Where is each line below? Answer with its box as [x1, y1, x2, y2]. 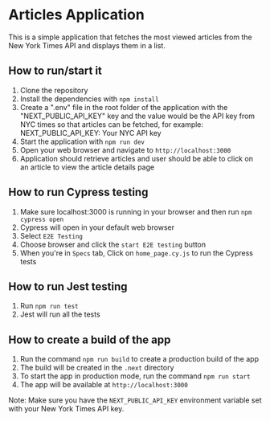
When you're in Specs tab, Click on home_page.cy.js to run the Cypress [19, 247, 253, 258]
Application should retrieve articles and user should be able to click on [19, 153, 253, 163]
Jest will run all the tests [19, 309, 100, 319]
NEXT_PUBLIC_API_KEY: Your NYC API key [19, 128, 162, 137]
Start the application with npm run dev [19, 137, 145, 146]
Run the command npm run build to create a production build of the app [19, 354, 260, 364]
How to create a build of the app [8, 333, 171, 346]
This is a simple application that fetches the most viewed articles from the [8, 32, 252, 42]
